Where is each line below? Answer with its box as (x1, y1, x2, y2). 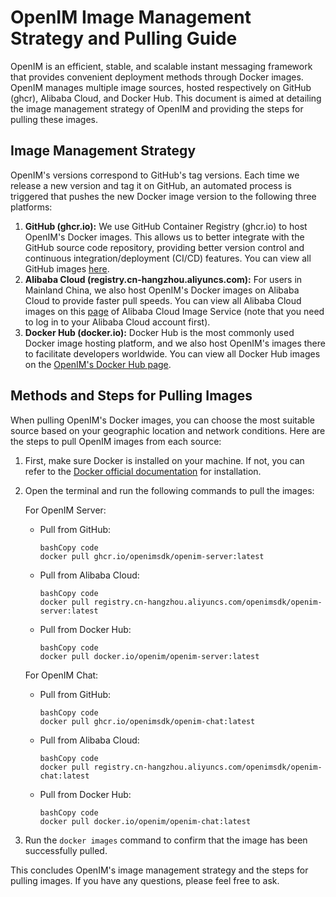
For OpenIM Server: (24, 504, 107, 516)
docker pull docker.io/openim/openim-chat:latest (39, 816, 252, 826)
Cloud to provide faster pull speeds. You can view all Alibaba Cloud (24, 294, 302, 306)
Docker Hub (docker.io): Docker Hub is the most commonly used (24, 326, 295, 338)
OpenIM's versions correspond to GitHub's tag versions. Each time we (10, 169, 300, 181)
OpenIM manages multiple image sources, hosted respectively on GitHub (10, 81, 312, 93)
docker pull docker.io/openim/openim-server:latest (39, 651, 260, 661)
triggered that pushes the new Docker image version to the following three (10, 190, 317, 202)
